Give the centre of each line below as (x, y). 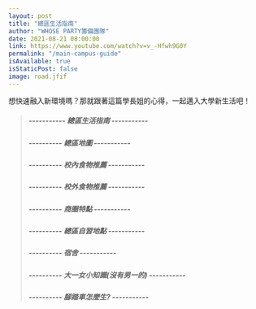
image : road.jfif (38, 76)
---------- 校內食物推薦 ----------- (87, 164)
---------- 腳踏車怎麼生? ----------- (88, 297)
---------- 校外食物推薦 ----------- (87, 187)
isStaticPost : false (43, 69)
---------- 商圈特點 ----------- (80, 209)
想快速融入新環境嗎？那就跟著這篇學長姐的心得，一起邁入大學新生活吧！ (129, 100)
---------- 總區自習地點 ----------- (87, 231)
